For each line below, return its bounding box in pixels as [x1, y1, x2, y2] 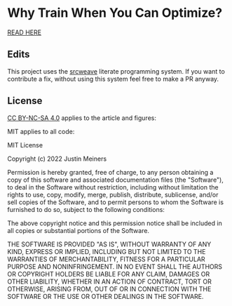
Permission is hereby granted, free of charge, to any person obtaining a [7, 168, 214, 176]
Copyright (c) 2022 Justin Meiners [7, 154, 107, 163]
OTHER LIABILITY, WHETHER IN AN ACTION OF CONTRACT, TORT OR [7, 277, 212, 286]
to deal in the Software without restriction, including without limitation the [7, 182, 219, 191]
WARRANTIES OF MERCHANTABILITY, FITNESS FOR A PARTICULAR [7, 255, 205, 263]
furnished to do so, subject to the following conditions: [7, 205, 165, 213]
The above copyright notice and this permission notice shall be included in [7, 219, 222, 227]
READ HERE [7, 28, 42, 36]
